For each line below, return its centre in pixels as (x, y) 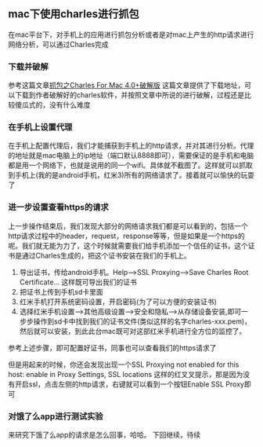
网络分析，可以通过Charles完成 (58, 44)
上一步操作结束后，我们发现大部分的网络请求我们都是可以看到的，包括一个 (128, 225)
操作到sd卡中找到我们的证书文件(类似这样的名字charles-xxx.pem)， (142, 321)
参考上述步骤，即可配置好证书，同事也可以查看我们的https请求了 (112, 347)
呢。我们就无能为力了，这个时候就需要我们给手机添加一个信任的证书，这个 (128, 245)
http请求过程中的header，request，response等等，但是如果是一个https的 (126, 236)
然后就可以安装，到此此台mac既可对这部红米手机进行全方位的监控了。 (133, 331)
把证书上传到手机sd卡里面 (61, 291)
